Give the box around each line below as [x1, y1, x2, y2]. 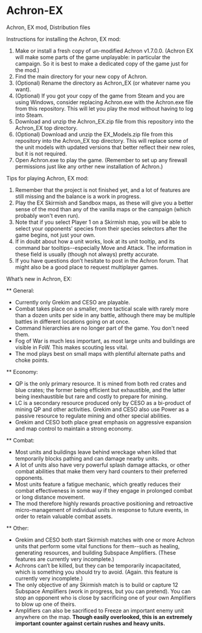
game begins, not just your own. [15, 231, 96, 238]
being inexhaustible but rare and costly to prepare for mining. [15, 393, 168, 400]
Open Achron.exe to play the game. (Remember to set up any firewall [15, 156, 187, 163]
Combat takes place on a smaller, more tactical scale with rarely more [15, 305, 189, 312]
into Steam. [15, 111, 44, 119]
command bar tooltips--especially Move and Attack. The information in [15, 244, 192, 251]
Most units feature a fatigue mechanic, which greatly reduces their [15, 480, 181, 488]
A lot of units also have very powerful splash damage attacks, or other [15, 461, 191, 468]
